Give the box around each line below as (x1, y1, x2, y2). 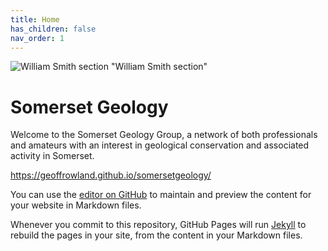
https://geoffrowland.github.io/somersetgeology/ (10, 169, 212, 181)
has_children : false (10, 24, 97, 34)
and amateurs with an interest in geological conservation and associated (10, 139, 310, 151)
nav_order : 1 (10, 33, 65, 43)
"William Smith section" (110, 61, 208, 73)
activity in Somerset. (10, 150, 95, 162)
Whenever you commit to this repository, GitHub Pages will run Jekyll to (10, 219, 307, 231)
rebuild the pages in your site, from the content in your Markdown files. (10, 229, 303, 241)
